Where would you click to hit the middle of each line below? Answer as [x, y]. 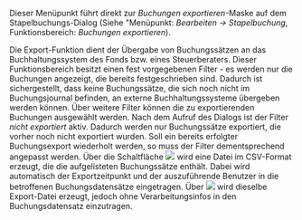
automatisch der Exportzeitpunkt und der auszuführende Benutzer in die [144, 176]
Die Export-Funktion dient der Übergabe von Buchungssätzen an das [138, 50]
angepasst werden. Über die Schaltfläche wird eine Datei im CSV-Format [151, 157]
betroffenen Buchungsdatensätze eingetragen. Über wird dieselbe [138, 187]
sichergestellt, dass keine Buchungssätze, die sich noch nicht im [130, 88]
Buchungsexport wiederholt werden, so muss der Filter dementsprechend [147, 146]
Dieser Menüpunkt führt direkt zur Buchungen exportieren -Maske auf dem [148, 13]
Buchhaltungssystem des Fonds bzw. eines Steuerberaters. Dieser [133, 59]
